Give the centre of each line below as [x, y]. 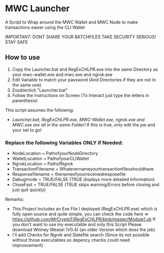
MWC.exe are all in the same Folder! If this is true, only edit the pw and [83, 125]
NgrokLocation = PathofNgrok [43, 164]
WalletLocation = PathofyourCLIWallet [50, 159]
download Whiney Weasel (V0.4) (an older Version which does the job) [84, 230]
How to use [23, 58]
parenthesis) [25, 101]
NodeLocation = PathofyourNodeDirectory [55, 153]
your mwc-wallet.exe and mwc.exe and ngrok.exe [62, 75]
